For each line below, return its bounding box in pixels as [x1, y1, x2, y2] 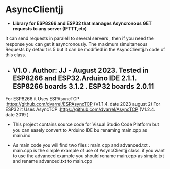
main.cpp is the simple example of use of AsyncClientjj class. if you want [12, 147, 165, 153]
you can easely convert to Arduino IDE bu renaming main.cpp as [12, 126, 147, 133]
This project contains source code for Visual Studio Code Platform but [12, 121, 159, 128]
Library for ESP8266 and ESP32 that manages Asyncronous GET [12, 20, 152, 26]
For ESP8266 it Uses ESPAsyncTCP [5, 95, 80, 102]
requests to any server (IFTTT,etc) [12, 25, 87, 31]
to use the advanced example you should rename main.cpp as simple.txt [12, 153, 164, 159]
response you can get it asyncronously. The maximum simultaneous [5, 40, 148, 47]
